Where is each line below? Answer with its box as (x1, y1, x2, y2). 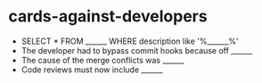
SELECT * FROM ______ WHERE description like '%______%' (20, 36, 239, 46)
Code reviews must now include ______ (20, 64, 163, 75)
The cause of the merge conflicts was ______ (20, 54, 184, 65)
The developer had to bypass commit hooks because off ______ (20, 45, 253, 55)
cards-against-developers (8, 6, 208, 27)
